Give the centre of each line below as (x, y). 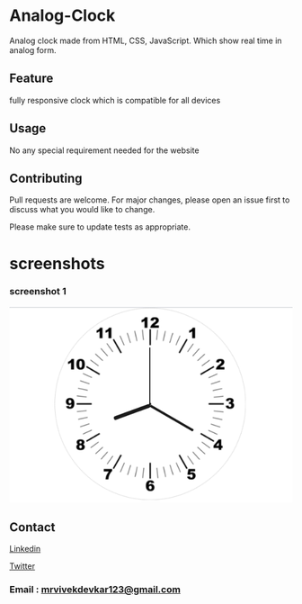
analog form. (33, 50)
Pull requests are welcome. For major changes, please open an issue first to (150, 200)
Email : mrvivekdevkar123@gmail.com (95, 590)
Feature (31, 79)
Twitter (22, 566)
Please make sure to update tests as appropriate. (100, 227)
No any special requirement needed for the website (104, 150)
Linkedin (25, 549)
